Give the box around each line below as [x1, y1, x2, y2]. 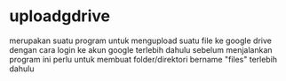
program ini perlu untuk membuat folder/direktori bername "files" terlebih [9, 54, 278, 64]
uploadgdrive [9, 6, 111, 26]
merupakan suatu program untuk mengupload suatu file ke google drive [9, 35, 273, 46]
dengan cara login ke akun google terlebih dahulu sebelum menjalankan [9, 44, 273, 55]
